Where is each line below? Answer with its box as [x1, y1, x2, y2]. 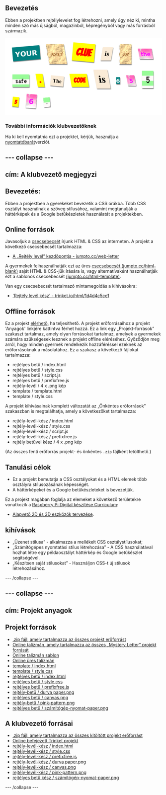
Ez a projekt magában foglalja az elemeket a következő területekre [5, 496, 141, 502]
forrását [12, 647, 29, 653]
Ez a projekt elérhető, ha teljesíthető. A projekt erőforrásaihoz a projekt [5, 320, 150, 326]
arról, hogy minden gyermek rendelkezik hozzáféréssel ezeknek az [5, 341, 143, 347]
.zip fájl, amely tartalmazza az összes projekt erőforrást [12, 636, 126, 642]
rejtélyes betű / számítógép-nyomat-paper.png [12, 705, 108, 711]
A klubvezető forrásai [5, 719, 73, 727]
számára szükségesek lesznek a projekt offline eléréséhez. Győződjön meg [5, 336, 160, 342]
